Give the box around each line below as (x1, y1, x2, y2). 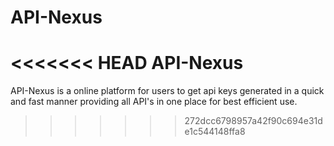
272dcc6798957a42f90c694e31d (184, 115, 323, 127)
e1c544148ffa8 (184, 126, 246, 138)
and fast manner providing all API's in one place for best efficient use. (10, 96, 298, 108)
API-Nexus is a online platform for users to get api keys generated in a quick (10, 85, 325, 97)
